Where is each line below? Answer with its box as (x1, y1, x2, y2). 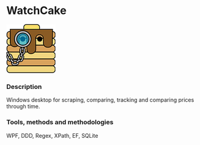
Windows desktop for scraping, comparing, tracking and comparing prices (6, 96, 194, 104)
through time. (6, 103, 40, 110)
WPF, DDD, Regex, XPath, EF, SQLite (6, 132, 98, 139)
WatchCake (6, 4, 67, 18)
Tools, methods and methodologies (6, 118, 114, 127)
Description (6, 82, 42, 91)
